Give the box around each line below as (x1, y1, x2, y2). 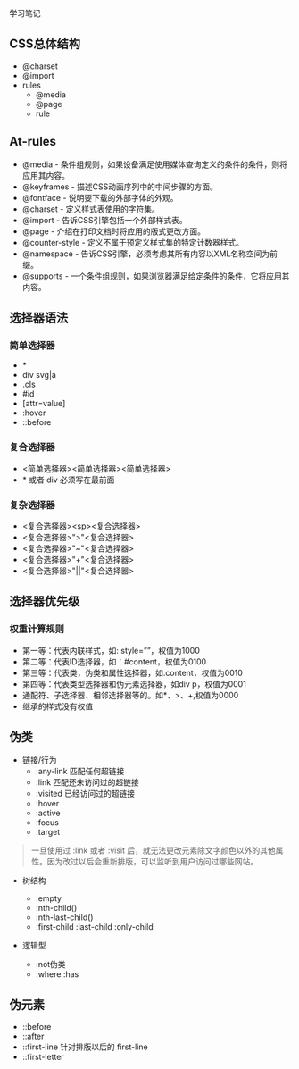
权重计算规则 (9, 623, 65, 636)
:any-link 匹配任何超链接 (35, 766, 125, 777)
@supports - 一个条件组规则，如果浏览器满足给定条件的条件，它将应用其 (21, 271, 290, 281)
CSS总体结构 (9, 37, 81, 52)
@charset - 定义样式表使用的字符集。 (21, 204, 161, 214)
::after (21, 1031, 45, 1042)
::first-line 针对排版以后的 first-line (21, 1041, 149, 1052)
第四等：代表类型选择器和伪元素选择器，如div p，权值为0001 (21, 678, 247, 689)
